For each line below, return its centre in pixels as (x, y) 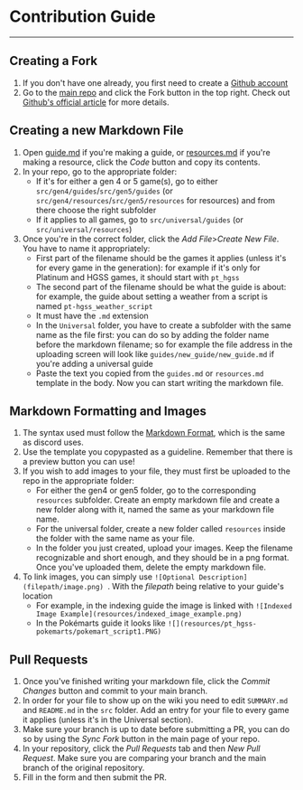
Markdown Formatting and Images (108, 411)
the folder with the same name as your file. (115, 539)
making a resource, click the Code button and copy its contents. (141, 162)
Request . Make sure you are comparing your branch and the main (144, 758)
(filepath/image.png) (63, 588)
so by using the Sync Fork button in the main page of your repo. (141, 739)
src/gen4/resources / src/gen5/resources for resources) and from (156, 200)
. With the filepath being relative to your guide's (196, 587)
